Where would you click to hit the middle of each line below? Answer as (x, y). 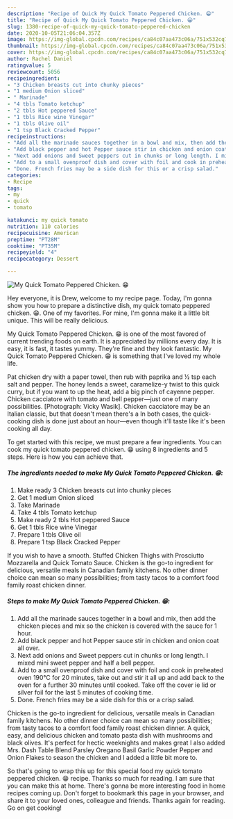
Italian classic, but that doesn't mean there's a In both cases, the (100, 414)
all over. (28, 648)
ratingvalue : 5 (29, 65)
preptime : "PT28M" (34, 240)
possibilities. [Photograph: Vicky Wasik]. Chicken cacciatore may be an (109, 406)
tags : (15, 188)
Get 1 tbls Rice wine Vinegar (57, 527)
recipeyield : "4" (32, 252)
